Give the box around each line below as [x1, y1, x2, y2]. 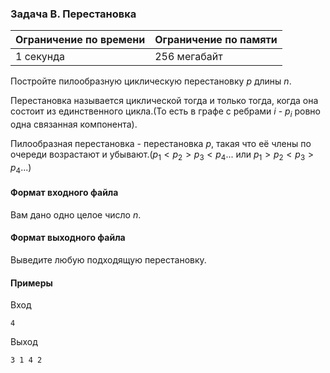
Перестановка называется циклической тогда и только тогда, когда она [10, 95, 319, 107]
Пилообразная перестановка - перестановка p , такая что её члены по [10, 138, 312, 150]
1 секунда [15, 50, 66, 64]
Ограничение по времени [15, 33, 146, 47]
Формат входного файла [10, 187, 119, 199]
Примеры [10, 277, 53, 289]
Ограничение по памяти [154, 33, 278, 47]
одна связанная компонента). [10, 118, 138, 131]
